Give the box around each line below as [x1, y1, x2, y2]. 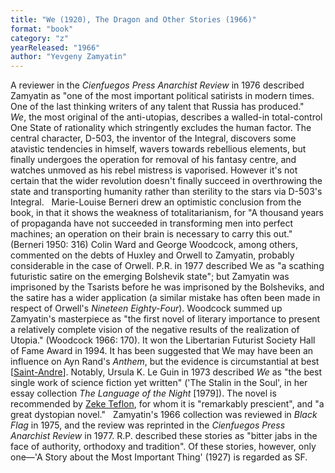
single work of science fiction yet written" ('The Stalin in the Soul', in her [10, 377, 308, 389]
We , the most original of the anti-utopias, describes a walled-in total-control [10, 111, 323, 123]
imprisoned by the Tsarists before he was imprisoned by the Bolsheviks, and [10, 281, 325, 293]
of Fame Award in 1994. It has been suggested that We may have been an [10, 345, 314, 357]
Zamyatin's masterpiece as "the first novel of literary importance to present [10, 313, 321, 325]
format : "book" [10, 24, 74, 34]
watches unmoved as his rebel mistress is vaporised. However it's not [10, 164, 298, 176]
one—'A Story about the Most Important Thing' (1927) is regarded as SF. [10, 451, 308, 463]
